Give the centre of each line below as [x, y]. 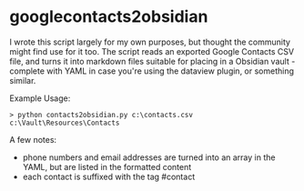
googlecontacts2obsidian [109, 17]
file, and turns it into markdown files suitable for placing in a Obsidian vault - [152, 61]
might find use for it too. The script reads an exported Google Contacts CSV [152, 51]
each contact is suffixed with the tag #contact [109, 176]
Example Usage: [40, 98]
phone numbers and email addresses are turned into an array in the [149, 157]
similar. [23, 80]
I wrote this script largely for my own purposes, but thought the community [150, 42]
